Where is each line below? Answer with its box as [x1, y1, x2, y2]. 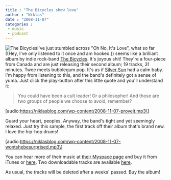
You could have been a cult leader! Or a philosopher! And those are [17, 93, 159, 99]
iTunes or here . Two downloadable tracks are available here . [5, 159, 132, 165]
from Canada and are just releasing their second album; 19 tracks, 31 [5, 62, 150, 67]
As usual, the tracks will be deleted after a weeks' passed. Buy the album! [5, 169, 161, 175]
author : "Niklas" [5, 12, 44, 17]
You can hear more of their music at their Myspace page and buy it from [5, 154, 157, 160]
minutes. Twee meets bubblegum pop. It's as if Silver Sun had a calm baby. [5, 67, 163, 73]
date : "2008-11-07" [5, 17, 50, 22]
